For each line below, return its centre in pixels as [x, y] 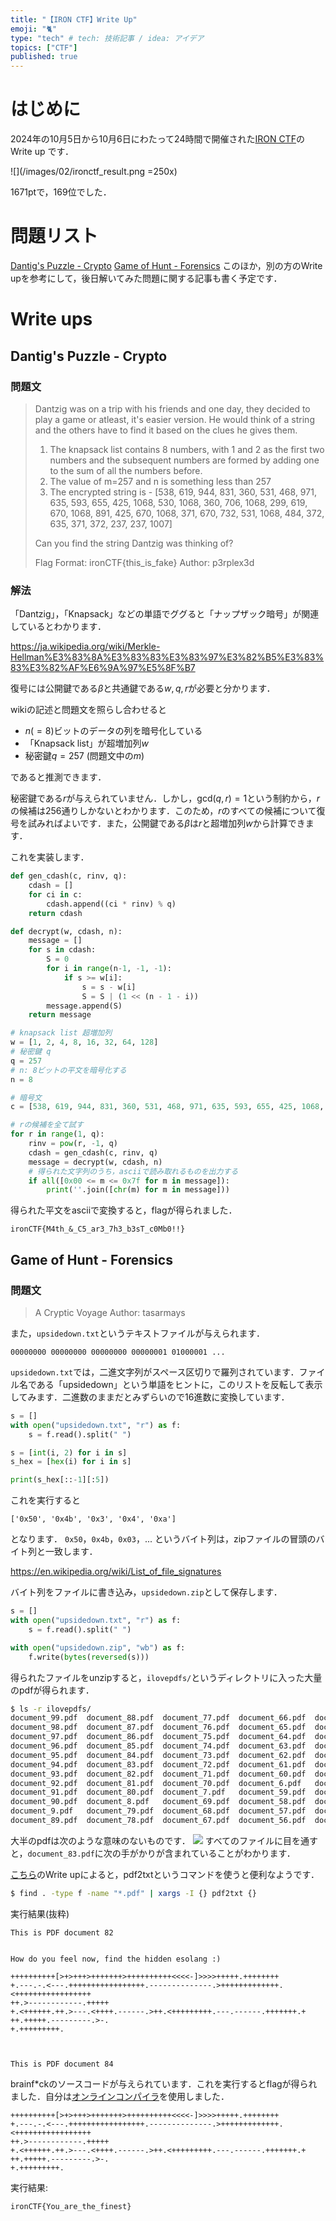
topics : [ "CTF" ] [44, 47]
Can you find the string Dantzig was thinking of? [134, 543]
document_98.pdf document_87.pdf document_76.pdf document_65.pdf [158, 1727]
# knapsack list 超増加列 [61, 1033]
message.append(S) [84, 1006]
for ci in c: [55, 894]
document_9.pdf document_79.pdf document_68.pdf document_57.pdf [158, 1811]
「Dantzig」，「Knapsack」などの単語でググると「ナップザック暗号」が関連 [165, 614]
